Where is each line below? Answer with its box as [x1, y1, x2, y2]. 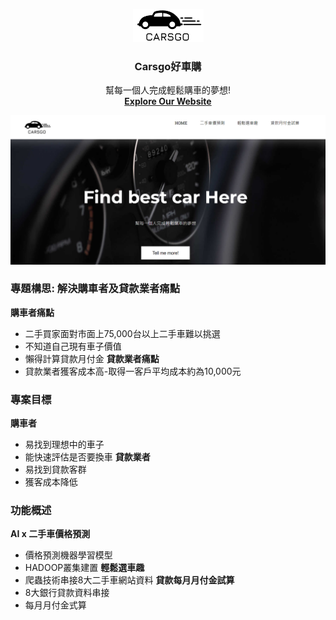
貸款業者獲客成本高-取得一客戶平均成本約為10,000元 [24, 365, 242, 377]
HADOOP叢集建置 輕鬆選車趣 [24, 562, 145, 574]
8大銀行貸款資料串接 [24, 587, 110, 599]
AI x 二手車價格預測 [10, 528, 91, 540]
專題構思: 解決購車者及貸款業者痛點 [10, 282, 181, 296]
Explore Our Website [124, 95, 212, 108]
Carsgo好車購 [134, 59, 202, 73]
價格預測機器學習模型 [24, 549, 113, 561]
